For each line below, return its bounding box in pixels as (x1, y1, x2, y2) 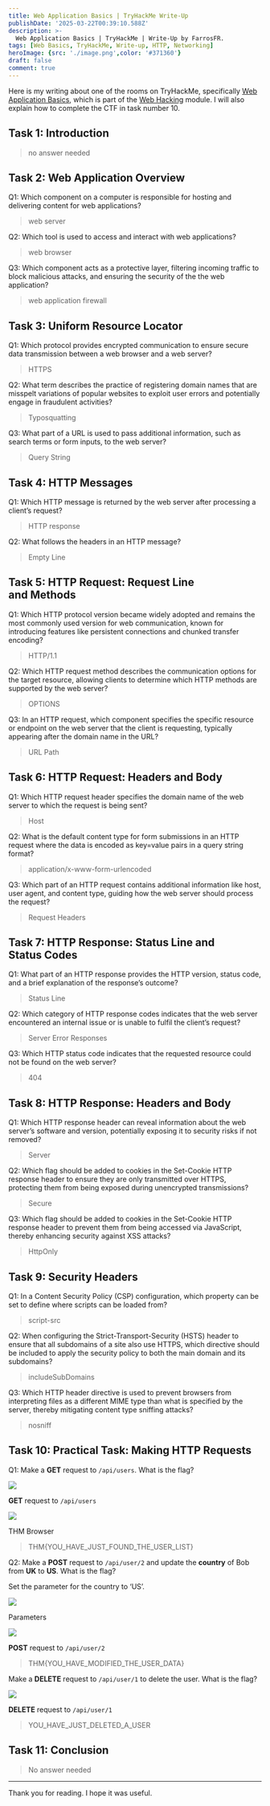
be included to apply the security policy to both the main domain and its (8, 1348, 246, 1358)
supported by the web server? (8, 683, 108, 693)
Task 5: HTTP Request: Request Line (8, 575, 194, 589)
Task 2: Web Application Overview (8, 170, 186, 185)
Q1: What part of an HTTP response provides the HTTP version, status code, (8, 969, 261, 979)
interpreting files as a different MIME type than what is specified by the (8, 1396, 243, 1407)
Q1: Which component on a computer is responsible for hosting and (8, 192, 231, 202)
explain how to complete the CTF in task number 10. (8, 103, 181, 113)
